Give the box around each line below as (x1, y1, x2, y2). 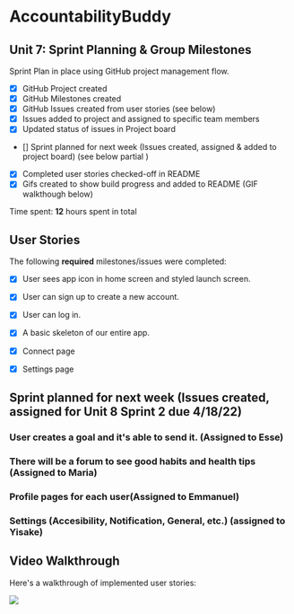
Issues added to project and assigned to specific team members (22, 114, 260, 125)
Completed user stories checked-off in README (22, 169, 201, 180)
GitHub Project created (22, 83, 108, 93)
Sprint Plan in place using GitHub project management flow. (9, 66, 229, 76)
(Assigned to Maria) (9, 466, 98, 478)
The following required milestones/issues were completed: (9, 256, 227, 267)
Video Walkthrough (9, 554, 120, 569)
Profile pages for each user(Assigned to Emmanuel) (9, 490, 240, 503)
